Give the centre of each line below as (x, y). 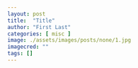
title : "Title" (31, 21)
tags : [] (20, 54)
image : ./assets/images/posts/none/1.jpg (69, 40)
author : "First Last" (39, 27)
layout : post (27, 14)
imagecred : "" (28, 47)
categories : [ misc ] (39, 34)
